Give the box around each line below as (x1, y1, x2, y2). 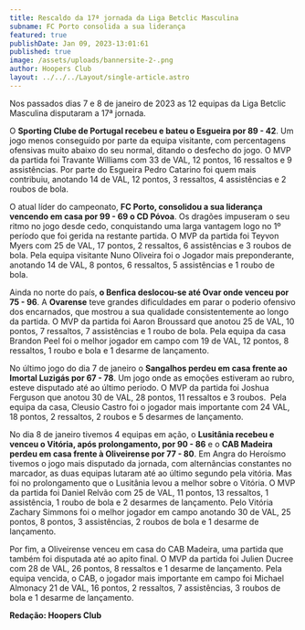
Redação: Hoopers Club (9, 609, 102, 621)
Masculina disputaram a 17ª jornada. (9, 107, 146, 119)
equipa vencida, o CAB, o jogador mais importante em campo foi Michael (9, 572, 285, 583)
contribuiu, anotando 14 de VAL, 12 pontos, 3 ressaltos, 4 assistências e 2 (9, 173, 287, 184)
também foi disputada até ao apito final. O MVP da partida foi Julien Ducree (9, 553, 294, 564)
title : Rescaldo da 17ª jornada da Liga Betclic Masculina (9, 13, 239, 23)
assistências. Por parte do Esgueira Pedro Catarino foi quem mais (9, 163, 257, 174)
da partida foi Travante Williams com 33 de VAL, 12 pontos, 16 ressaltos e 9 (9, 154, 292, 165)
